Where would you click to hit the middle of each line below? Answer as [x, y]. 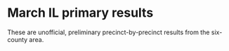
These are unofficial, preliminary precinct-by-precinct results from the [109, 32]
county [18, 39]
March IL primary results [80, 13]
